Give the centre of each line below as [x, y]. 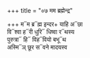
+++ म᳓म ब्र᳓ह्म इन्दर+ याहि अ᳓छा [45, 24]
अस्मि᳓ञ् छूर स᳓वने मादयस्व [37, 47]
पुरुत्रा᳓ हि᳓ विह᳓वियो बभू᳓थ [37, 40]
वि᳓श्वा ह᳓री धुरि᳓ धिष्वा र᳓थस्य [41, 32]
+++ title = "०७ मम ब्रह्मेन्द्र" [40, 11]
